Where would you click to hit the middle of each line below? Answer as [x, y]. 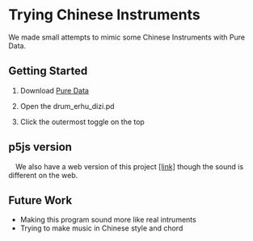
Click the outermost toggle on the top [82, 122]
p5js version [40, 147]
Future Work [40, 200]
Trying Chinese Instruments [104, 15]
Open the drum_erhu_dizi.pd [67, 106]
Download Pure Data [54, 90]
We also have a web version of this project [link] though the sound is [130, 166]
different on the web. [43, 175]
